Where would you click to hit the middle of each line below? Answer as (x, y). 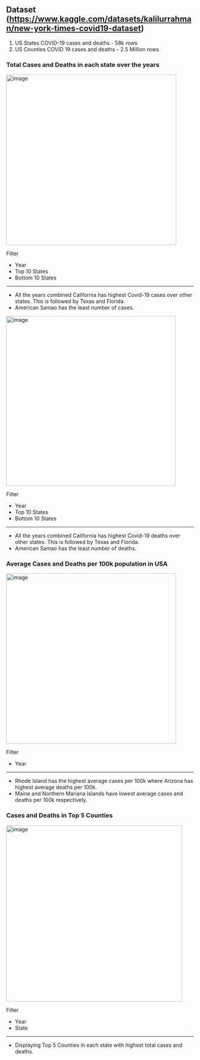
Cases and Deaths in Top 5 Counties (60, 816)
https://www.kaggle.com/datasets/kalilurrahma (100, 19)
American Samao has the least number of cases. (74, 308)
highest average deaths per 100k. (56, 787)
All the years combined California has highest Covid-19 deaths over (97, 536)
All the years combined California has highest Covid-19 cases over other (103, 295)
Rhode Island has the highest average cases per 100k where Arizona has (104, 781)
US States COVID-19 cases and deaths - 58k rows (76, 43)
